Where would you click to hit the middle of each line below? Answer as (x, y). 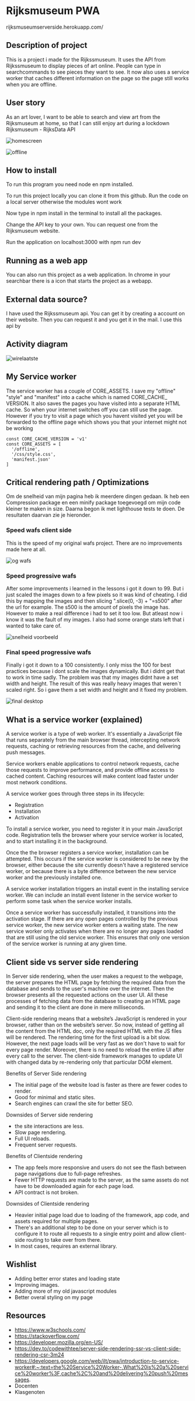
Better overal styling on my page (54, 1297)
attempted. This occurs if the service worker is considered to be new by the (97, 859)
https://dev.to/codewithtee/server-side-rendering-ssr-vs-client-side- (98, 1348)
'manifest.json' (31, 459)
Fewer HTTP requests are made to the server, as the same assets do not (101, 1180)
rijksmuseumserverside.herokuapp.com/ (55, 27)
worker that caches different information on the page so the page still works (97, 78)
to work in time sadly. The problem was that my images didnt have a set (92, 678)
